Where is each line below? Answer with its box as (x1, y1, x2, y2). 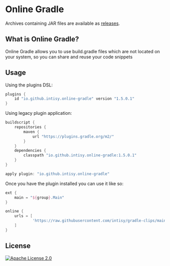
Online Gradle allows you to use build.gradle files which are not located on (5, 48, 160, 54)
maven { (23, 129, 39, 135)
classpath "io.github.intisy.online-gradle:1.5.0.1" (23, 153, 137, 158)
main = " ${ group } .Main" (14, 195, 65, 200)
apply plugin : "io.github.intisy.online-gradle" (5, 171, 110, 176)
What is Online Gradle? (5, 35, 79, 43)
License (5, 242, 31, 250)
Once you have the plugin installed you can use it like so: (5, 181, 124, 187)
